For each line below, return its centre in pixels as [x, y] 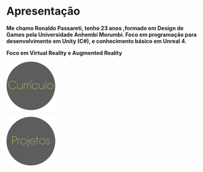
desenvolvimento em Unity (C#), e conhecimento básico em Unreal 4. [97, 41]
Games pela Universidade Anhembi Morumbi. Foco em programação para [102, 34]
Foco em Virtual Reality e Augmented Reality [64, 52]
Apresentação [43, 11]
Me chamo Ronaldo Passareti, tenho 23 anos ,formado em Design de [95, 28]
